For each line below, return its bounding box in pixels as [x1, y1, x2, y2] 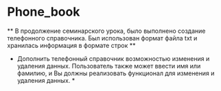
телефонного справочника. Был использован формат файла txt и [7, 34, 198, 42]
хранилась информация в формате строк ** [7, 41, 136, 49]
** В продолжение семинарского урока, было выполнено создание [7, 27, 206, 35]
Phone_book [7, 4, 80, 20]
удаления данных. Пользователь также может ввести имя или [16, 62, 201, 70]
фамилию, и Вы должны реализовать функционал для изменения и [16, 69, 215, 77]
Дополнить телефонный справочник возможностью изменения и [16, 54, 210, 62]
